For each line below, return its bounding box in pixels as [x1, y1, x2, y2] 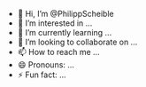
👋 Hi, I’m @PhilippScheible [17, 9, 114, 19]
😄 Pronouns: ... [17, 59, 75, 70]
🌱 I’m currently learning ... [17, 28, 112, 37]
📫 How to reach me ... [17, 47, 100, 57]
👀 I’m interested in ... [17, 18, 93, 28]
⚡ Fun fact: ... [17, 69, 66, 80]
